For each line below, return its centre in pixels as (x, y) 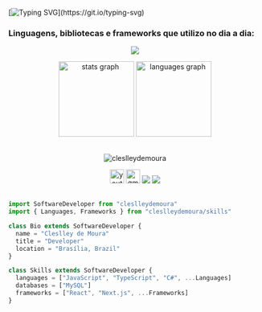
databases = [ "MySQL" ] (53, 285)
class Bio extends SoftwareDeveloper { (75, 226)
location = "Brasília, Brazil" (68, 248)
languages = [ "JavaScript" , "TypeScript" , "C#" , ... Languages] (123, 278)
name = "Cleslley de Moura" (63, 233)
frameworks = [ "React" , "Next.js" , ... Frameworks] (102, 294)
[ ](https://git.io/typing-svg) (76, 12)
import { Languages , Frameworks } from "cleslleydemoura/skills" (120, 212)
